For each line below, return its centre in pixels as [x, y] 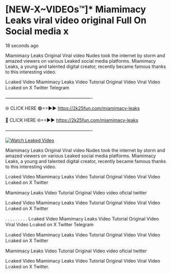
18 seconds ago [22, 45]
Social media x [37, 31]
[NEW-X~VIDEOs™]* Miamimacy [76, 10]
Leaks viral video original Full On [76, 20]
